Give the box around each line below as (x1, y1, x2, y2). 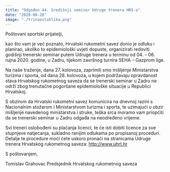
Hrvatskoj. (5, 89, 27, 95)
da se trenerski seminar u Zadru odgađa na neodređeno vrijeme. (5, 115, 141, 121)
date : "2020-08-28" (5, 12, 47, 17)
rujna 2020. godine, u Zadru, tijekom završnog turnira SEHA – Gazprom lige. (5, 57, 165, 63)
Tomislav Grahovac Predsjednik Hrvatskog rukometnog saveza (5, 161, 137, 167)
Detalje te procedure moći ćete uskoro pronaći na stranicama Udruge (5, 136, 151, 142)
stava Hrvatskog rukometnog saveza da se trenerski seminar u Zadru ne (5, 78, 157, 84)
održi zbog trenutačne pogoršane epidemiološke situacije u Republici (5, 83, 151, 89)
